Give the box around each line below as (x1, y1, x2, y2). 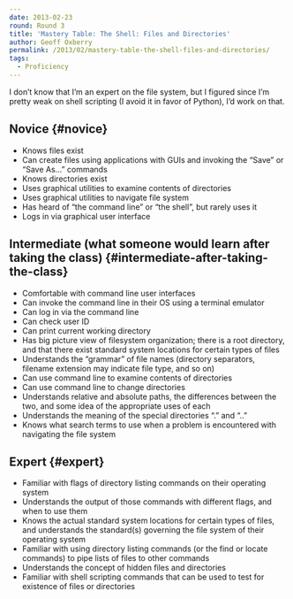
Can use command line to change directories (21, 381, 185, 392)
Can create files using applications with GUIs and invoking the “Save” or (21, 154, 284, 165)
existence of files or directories (21, 581, 135, 592)
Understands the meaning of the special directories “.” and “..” (21, 410, 248, 420)
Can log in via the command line (21, 306, 139, 317)
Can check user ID (21, 316, 90, 326)
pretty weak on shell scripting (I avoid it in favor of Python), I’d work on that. (9, 96, 285, 106)
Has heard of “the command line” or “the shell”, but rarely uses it (21, 201, 258, 212)
